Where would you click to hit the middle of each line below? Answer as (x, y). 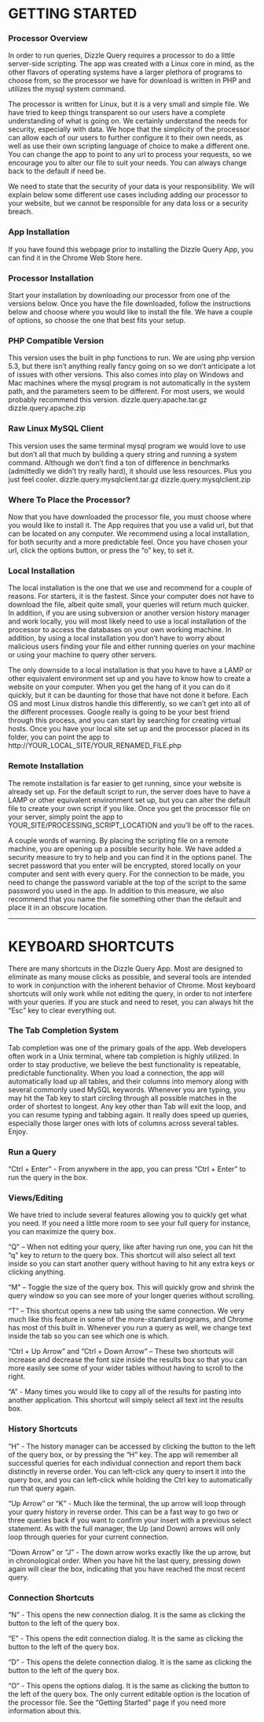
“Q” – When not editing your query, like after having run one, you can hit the (131, 1247)
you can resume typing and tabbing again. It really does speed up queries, (128, 1114)
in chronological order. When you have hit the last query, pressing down (125, 1560)
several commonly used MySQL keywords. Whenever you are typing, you (127, 1089)
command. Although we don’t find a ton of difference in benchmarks (119, 463)
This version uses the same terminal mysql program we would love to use (127, 445)
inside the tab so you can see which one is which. (89, 1336)
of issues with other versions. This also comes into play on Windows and (126, 374)
